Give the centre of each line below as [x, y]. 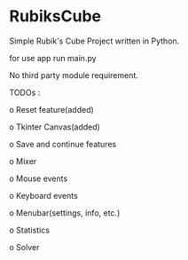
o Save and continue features [63, 144]
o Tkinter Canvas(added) [55, 127]
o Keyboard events [43, 195]
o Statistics [30, 230]
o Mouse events [39, 178]
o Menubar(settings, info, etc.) [65, 213]
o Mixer [23, 161]
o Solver [24, 247]
